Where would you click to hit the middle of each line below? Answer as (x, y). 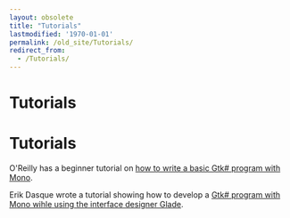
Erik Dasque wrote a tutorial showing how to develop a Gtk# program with (145, 195)
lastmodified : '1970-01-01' (62, 34)
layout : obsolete (41, 17)
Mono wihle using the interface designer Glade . (96, 205)
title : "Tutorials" (46, 26)
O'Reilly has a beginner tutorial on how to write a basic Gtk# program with (145, 168)
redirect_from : (37, 51)
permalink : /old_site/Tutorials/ (71, 42)
